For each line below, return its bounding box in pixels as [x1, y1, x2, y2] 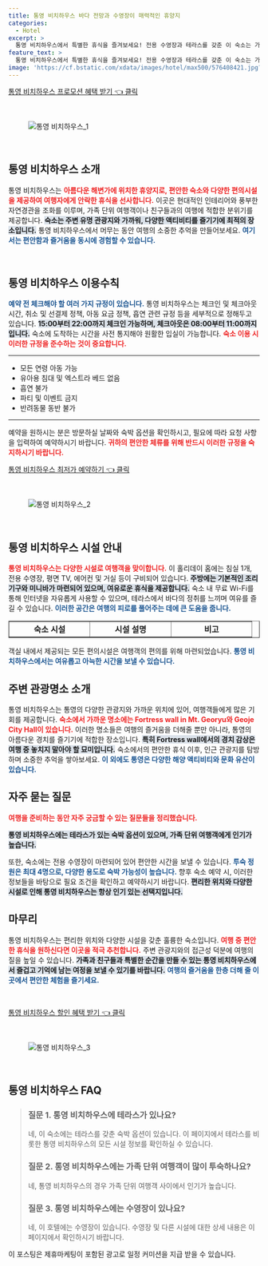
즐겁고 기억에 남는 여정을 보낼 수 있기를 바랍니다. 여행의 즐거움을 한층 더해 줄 [16, 965, 251, 974]
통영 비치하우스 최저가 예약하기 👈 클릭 [8, 465, 130, 474]
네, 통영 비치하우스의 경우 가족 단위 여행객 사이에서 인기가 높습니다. [27, 1181, 237, 1190]
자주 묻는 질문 [8, 790, 72, 804]
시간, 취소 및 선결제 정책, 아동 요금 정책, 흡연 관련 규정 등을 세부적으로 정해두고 [8, 309, 253, 319]
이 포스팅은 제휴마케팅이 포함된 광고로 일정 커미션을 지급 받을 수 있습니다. [8, 1249, 236, 1259]
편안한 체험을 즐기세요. [29, 975, 100, 985]
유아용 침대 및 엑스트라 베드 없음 [19, 373, 120, 383]
